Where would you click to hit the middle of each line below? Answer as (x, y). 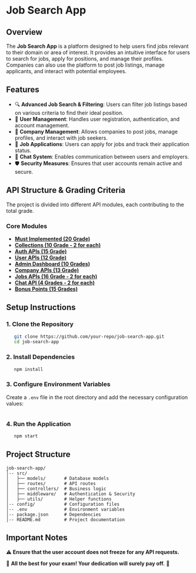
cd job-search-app (36, 342)
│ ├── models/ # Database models (58, 478)
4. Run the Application (39, 424)
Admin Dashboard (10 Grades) (52, 264)
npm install (29, 369)
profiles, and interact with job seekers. (61, 138)
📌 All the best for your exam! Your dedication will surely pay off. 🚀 (88, 563)
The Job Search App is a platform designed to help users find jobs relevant (97, 46)
